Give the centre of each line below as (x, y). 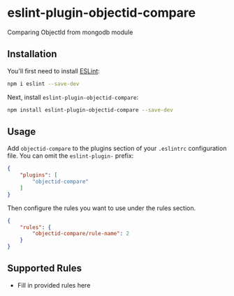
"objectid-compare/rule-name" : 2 (81, 234)
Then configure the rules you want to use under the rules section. (102, 208)
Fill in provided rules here (54, 285)
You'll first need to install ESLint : (53, 71)
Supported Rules (45, 268)
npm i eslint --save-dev (43, 84)
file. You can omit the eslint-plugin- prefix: (71, 156)
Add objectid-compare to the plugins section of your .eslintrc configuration (117, 149)
